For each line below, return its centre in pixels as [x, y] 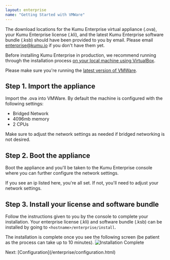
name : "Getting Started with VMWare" [45, 15]
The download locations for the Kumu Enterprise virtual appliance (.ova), [81, 29]
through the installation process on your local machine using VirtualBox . [80, 60]
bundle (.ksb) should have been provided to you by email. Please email [79, 40]
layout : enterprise [26, 10]
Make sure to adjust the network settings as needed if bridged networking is [85, 134]
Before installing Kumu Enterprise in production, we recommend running [81, 55]
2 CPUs [21, 124]
